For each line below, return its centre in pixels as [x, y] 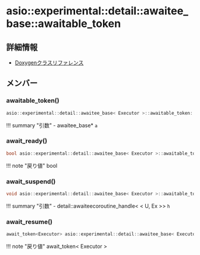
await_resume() [29, 222]
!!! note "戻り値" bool [32, 165]
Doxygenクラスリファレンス [49, 63]
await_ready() [27, 141]
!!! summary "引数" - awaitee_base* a [52, 125]
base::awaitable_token [63, 24]
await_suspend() [31, 182]
